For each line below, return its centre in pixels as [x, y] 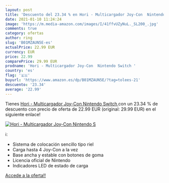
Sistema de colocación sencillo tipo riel [53, 144]
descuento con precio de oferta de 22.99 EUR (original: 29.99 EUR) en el [80, 109]
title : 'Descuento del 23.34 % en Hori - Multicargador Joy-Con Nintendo [85, 15]
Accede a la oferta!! [26, 175]
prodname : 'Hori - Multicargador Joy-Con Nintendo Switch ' [71, 66]
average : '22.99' [23, 89]
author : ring [19, 38]
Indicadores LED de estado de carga [50, 165]
